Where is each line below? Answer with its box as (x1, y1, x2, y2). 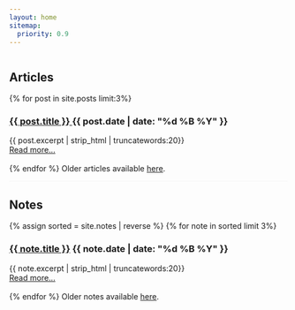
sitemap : (9, 21, 42, 30)
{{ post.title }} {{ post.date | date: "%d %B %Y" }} (9, 116, 228, 128)
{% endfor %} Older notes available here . (9, 291, 160, 301)
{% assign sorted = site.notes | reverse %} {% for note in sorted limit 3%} (9, 221, 277, 231)
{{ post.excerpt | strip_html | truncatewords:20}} (9, 135, 185, 146)
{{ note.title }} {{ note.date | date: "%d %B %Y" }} (9, 243, 229, 255)
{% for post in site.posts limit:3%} (9, 94, 132, 104)
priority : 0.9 (17, 29, 69, 38)
